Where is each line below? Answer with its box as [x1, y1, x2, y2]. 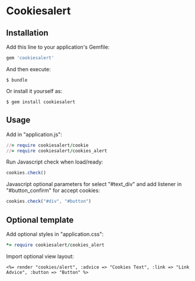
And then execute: [6, 65, 51, 72]
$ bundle [6, 77, 28, 83]
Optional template [6, 215, 74, 225]
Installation [6, 28, 49, 38]
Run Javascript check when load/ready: [6, 158, 104, 165]
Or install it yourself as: [6, 87, 62, 94]
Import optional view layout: [6, 253, 74, 260]
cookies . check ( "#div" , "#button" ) [6, 199, 92, 205]
